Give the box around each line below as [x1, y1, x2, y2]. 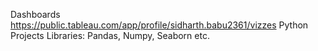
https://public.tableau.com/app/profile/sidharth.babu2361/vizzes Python [10, 19, 309, 31]
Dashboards [10, 9, 61, 20]
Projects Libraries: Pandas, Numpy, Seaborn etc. [10, 30, 210, 41]
